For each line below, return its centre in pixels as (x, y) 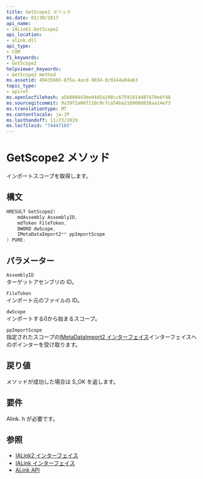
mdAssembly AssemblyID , (48, 217)
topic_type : (21, 86)
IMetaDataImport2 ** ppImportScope (61, 234)
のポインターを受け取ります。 (44, 344)
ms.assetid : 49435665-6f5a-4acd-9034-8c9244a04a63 (72, 80)
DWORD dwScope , (37, 229)
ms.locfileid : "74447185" (39, 126)
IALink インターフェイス (45, 463)
